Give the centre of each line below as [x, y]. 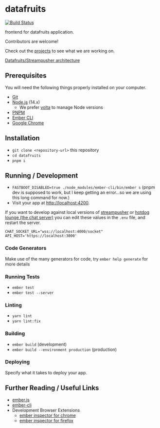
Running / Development [42, 175]
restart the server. [23, 223]
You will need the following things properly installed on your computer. [76, 87]
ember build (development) [39, 344]
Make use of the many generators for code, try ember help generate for [77, 259]
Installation [22, 138]
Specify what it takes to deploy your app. [46, 372]
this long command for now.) [41, 198]
